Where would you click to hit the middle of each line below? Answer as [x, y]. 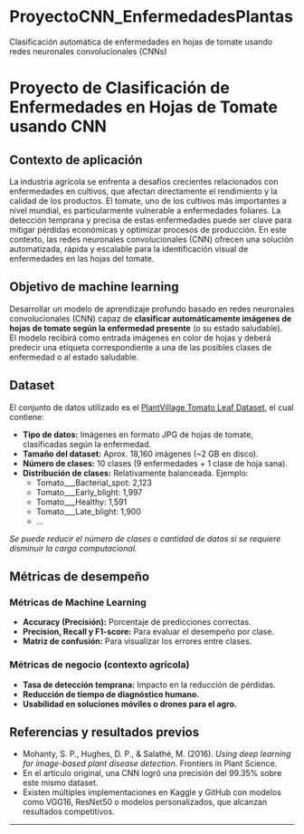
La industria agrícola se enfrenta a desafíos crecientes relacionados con [144, 181]
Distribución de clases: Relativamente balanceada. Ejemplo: [135, 473]
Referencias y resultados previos [104, 732]
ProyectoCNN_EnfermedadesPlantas [152, 17]
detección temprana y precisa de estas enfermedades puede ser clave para [151, 220]
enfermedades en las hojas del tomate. [82, 258]
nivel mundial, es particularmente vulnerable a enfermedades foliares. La [145, 210]
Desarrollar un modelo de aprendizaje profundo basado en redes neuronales [152, 309]
